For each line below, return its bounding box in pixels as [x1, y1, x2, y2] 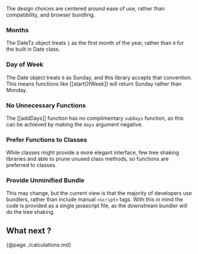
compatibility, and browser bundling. [6, 11, 95, 18]
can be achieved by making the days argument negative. [6, 121, 143, 128]
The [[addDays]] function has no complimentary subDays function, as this [6, 115, 184, 122]
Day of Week [6, 60, 44, 69]
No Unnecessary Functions [6, 101, 86, 109]
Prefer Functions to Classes [6, 135, 87, 144]
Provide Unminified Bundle [6, 177, 85, 185]
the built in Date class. [6, 45, 60, 53]
